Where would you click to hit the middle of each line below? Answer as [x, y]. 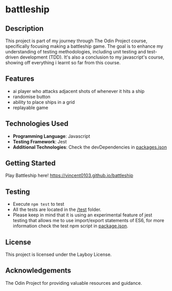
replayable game [31, 107]
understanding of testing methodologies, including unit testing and [76, 52]
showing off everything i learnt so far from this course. [63, 62]
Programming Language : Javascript [51, 136]
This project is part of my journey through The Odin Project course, [76, 41]
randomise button [31, 97]
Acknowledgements [38, 271]
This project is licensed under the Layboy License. [59, 254]
